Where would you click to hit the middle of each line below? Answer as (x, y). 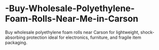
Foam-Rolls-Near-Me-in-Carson (72, 19)
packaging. (16, 42)
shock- (147, 32)
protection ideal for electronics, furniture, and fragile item (84, 37)
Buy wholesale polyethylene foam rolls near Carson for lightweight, (72, 32)
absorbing (15, 37)
